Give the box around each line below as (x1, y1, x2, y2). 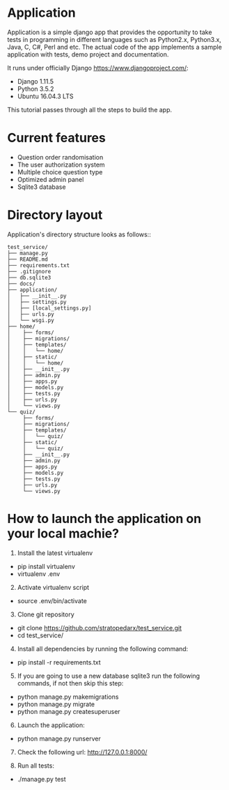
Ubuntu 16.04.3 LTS (17, 92, 74, 100)
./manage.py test (17, 775, 66, 783)
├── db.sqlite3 (7, 274, 52, 281)
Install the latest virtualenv (17, 549, 93, 557)
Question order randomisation (17, 153, 104, 161)
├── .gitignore (7, 268, 52, 275)
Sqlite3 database (17, 183, 66, 191)
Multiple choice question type (17, 167, 103, 176)
